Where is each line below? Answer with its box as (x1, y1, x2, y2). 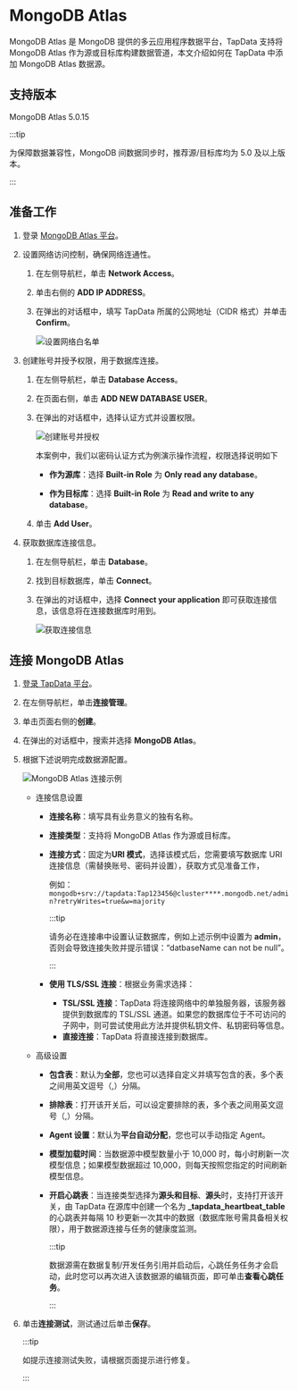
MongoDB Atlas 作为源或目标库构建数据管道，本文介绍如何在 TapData (9, 46, 266, 58)
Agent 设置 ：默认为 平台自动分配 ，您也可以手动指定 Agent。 (48, 1130, 270, 1141)
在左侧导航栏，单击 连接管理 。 (21, 697, 132, 708)
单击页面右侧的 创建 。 (21, 716, 101, 727)
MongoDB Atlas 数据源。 (19, 58, 110, 69)
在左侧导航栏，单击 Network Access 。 (35, 267, 180, 278)
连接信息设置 (35, 792, 83, 803)
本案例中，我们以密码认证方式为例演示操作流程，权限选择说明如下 (35, 450, 278, 460)
